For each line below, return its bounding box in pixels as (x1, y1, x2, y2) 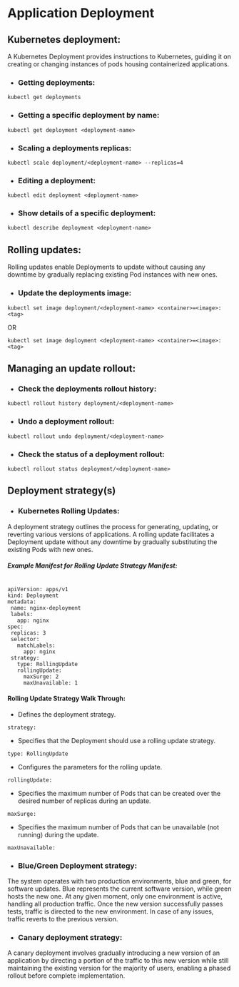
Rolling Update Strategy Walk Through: (7, 694, 126, 703)
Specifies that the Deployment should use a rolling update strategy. (17, 736, 216, 745)
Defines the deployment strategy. (17, 710, 116, 718)
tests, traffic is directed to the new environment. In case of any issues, (7, 907, 214, 916)
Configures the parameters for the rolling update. (17, 762, 163, 771)
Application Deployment (7, 5, 155, 21)
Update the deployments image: (17, 288, 132, 298)
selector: (10, 635, 40, 643)
